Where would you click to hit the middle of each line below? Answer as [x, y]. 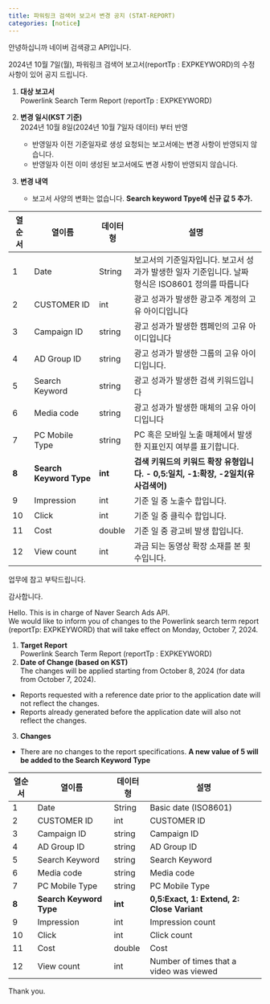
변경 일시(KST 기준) [51, 116]
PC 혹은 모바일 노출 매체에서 [184, 435]
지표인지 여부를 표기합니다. [191, 447]
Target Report [44, 645]
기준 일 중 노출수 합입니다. [180, 500]
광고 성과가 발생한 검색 [174, 380]
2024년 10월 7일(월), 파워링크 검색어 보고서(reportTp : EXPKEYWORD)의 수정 [132, 64]
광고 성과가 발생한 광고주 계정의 [190, 299]
